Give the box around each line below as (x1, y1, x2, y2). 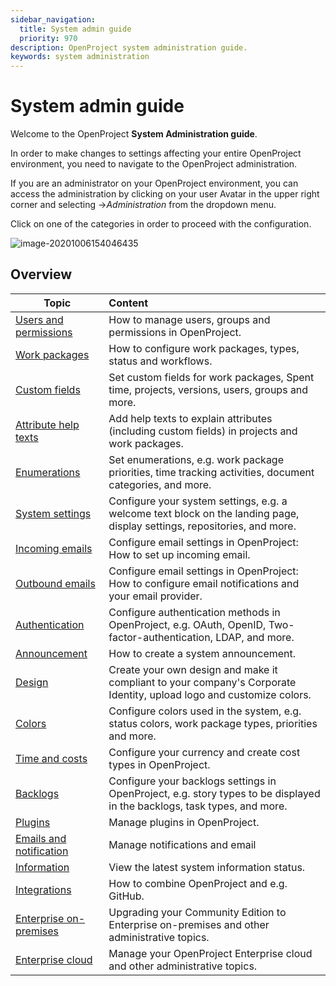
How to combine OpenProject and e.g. (108, 876, 288, 890)
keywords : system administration (10, 52, 150, 62)
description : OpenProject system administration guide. (10, 42, 248, 53)
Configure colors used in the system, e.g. (108, 704, 302, 718)
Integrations (15, 882, 72, 896)
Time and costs (15, 751, 88, 765)
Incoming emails (15, 541, 93, 555)
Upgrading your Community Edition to (108, 905, 287, 919)
